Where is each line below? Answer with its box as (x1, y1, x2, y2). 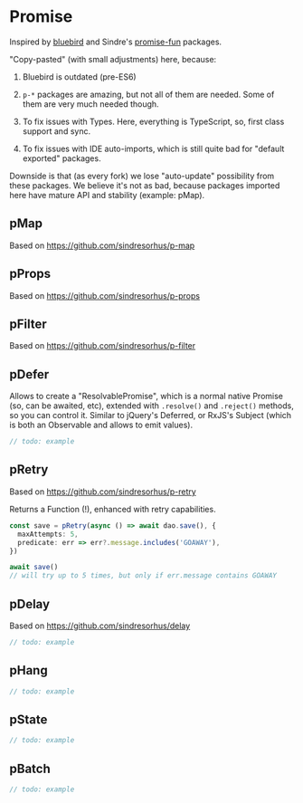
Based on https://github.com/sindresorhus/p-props (9, 290, 201, 301)
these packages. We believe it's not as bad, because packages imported (9, 179, 280, 191)
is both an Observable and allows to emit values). (9, 419, 193, 431)
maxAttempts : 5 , (17, 530, 79, 539)
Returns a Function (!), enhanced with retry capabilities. (9, 503, 216, 514)
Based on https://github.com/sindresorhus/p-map (9, 240, 195, 251)
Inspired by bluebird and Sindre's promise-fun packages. (9, 36, 223, 47)
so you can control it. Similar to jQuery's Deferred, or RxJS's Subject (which (9, 410, 292, 421)
